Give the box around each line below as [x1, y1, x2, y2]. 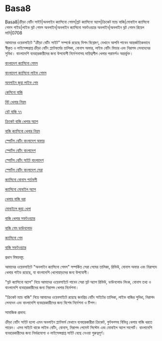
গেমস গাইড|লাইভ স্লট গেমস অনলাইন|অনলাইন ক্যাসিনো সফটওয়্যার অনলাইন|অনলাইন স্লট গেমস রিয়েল [5, 24, 145, 30]
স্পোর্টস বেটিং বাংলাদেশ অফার [5, 138, 45, 144]
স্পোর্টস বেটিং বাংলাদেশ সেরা [5, 167, 43, 173]
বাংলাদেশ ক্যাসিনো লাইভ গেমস [5, 70, 47, 76]
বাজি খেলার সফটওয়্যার [5, 215, 35, 221]
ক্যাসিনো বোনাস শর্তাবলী [5, 177, 37, 182]
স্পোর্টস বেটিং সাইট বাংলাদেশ [5, 157, 44, 163]
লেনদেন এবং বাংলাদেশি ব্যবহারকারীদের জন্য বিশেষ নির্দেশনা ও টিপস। [5, 299, 98, 306]
